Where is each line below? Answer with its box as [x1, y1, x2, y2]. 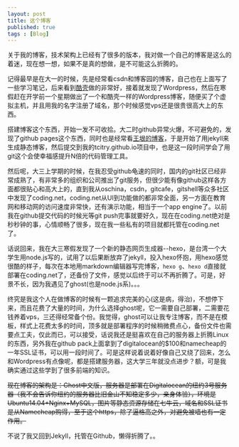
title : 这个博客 [7, 17, 51, 24]
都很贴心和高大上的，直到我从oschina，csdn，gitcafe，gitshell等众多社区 [13, 185, 230, 193]
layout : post [7, 10, 46, 18]
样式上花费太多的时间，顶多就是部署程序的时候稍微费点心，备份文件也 [19, 321, 225, 330]
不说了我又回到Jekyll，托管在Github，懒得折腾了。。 [7, 431, 160, 441]
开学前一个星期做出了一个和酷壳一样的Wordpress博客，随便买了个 [26, 92, 221, 101]
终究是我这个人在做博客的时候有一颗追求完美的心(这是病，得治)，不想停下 [7, 295, 224, 303]
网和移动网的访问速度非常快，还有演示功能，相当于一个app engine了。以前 [7, 203, 228, 211]
